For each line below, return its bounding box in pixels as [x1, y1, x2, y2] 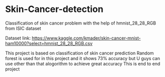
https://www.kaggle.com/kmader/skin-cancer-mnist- [31, 35, 141, 41]
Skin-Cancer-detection [5, 3, 103, 15]
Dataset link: [5, 35, 31, 41]
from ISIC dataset [5, 25, 41, 31]
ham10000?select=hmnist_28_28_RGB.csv [5, 40, 93, 46]
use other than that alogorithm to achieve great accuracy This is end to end [5, 60, 160, 66]
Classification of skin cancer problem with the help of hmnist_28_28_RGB [5, 20, 156, 26]
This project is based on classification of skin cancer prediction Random [5, 50, 154, 56]
